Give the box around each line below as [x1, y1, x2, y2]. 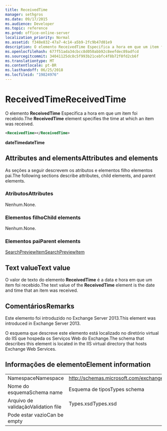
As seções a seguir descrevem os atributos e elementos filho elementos [5, 167, 153, 173]
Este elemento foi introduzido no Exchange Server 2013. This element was [5, 315, 156, 321]
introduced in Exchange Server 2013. [5, 320, 81, 327]
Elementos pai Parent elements [5, 238, 81, 245]
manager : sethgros [5, 12, 43, 17]
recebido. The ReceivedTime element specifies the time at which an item [5, 115, 154, 121]
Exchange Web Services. [5, 346, 57, 352]
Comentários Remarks [5, 302, 75, 310]
